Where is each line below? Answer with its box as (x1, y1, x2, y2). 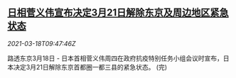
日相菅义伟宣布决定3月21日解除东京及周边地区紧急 (7, 6, 229, 19)
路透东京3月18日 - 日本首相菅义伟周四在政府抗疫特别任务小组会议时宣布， (7, 54, 224, 62)
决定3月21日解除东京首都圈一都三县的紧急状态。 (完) (13, 62, 168, 71)
